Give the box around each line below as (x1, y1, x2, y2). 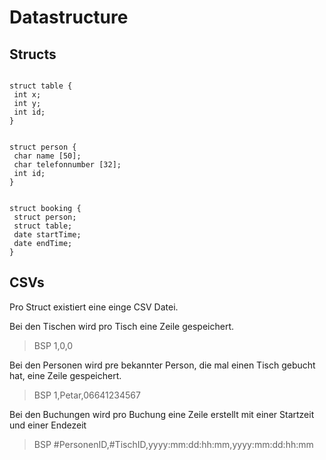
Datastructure (9, 6, 129, 29)
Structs (9, 46, 57, 63)
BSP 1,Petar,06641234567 (33, 389, 141, 401)
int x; (13, 90, 42, 100)
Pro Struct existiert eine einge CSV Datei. (9, 301, 179, 313)
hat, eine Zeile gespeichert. (9, 369, 122, 381)
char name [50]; (13, 151, 82, 161)
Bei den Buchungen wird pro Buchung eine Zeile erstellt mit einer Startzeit (9, 408, 315, 420)
